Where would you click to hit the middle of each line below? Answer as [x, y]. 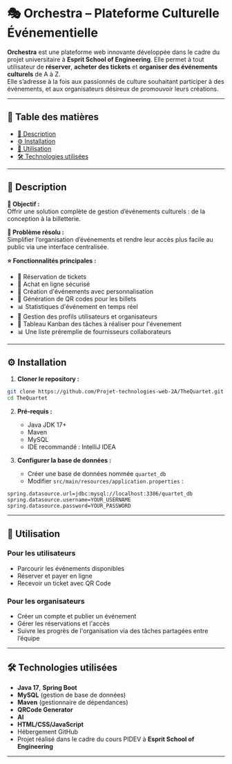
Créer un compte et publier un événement [77, 616]
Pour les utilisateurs [41, 553]
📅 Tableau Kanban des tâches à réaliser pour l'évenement [99, 323]
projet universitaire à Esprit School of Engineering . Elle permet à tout [106, 59]
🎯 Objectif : [23, 204]
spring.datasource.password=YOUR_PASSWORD [69, 506]
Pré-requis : [35, 411]
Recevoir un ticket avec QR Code [64, 583]
